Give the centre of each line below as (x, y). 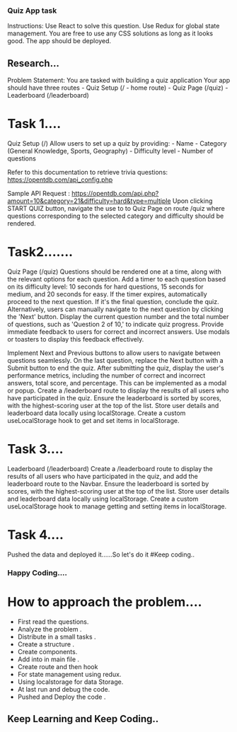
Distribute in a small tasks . (57, 637)
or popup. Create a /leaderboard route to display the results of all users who (118, 390)
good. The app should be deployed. (59, 41)
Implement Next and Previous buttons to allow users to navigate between (114, 353)
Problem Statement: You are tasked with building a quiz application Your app (119, 81)
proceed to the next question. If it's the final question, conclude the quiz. (113, 301)
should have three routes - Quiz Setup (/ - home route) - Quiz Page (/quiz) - (118, 88)
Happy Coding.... (37, 573)
